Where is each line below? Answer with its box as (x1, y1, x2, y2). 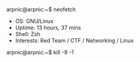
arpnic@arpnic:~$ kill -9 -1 (6, 49, 74, 56)
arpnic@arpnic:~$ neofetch (6, 6, 76, 13)
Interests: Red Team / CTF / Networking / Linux (15, 37, 134, 44)
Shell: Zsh (15, 30, 41, 38)
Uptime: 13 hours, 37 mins (15, 24, 81, 31)
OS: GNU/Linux (15, 18, 54, 24)
